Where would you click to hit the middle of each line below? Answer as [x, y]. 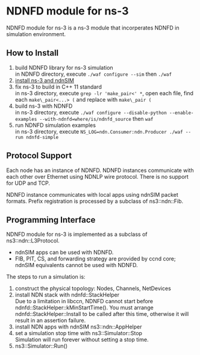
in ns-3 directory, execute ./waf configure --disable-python [91, 112]
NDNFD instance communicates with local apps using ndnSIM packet [92, 194]
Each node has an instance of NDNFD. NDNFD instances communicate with [100, 170]
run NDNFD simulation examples [55, 125]
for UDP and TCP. [28, 183]
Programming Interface [51, 220]
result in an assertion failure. [50, 321]
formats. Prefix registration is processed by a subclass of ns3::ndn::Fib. [95, 201]
